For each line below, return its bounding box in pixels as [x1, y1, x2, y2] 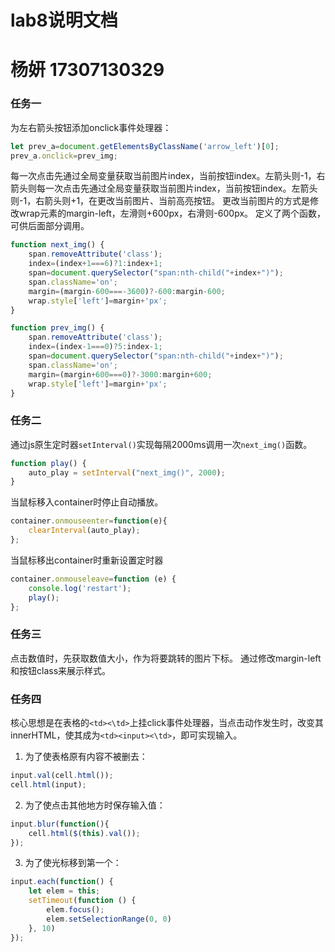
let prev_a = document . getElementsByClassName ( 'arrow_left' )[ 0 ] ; [10, 141, 280, 151]
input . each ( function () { [10, 877, 114, 887]
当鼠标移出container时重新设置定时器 [10, 554, 164, 566]
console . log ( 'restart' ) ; [28, 583, 132, 593]
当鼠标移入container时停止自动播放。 [10, 496, 164, 508]
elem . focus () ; [46, 905, 105, 915]
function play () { [10, 458, 87, 468]
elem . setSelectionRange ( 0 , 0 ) [46, 914, 172, 924]
